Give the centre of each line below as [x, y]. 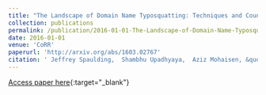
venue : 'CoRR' [32, 45]
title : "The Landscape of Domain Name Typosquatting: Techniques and [125, 15]
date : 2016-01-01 [37, 38]
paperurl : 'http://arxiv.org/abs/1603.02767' [84, 52]
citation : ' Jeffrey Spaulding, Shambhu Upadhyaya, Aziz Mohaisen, [125, 60]
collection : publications [51, 23]
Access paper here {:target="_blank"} [69, 82]
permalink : [26, 30]
